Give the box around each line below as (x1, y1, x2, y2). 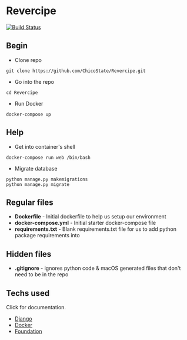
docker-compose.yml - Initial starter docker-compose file (14, 220, 156, 227)
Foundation (14, 328, 42, 335)
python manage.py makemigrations (6, 176, 88, 182)
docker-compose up (6, 111, 51, 117)
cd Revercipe (6, 90, 38, 96)
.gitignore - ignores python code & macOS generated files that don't (14, 264, 181, 272)
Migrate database (14, 165, 58, 172)
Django (14, 315, 32, 322)
